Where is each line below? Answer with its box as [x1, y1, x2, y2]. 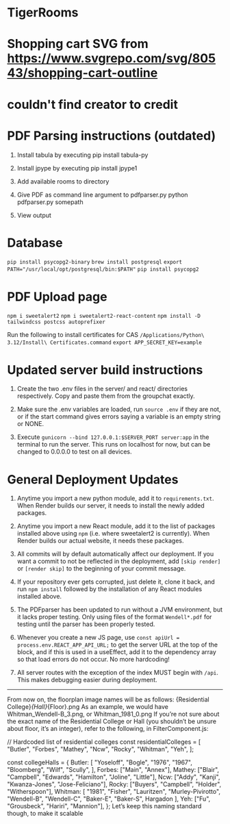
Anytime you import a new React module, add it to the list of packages [16, 522, 216, 530]
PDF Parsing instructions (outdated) [7, 128, 216, 143]
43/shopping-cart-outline [7, 65, 158, 81]
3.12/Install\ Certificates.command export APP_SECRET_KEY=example [7, 339, 202, 347]
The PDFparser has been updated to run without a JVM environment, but [16, 605, 223, 614]
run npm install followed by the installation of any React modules [16, 585, 203, 593]
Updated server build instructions [7, 362, 203, 377]
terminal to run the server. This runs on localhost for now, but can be [16, 440, 211, 449]
